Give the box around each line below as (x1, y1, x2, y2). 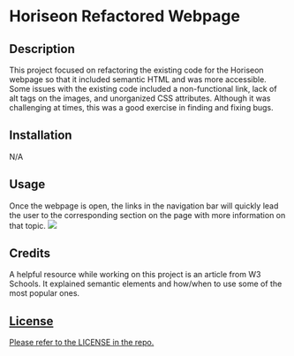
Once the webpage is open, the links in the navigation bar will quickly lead (9, 201, 279, 211)
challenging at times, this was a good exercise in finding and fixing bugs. (9, 102, 274, 112)
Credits (9, 246, 51, 261)
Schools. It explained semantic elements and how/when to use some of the (9, 278, 283, 289)
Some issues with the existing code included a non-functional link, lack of (9, 84, 277, 94)
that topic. (9, 220, 47, 231)
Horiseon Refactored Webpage (9, 6, 241, 27)
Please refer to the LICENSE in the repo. (9, 337, 155, 348)
